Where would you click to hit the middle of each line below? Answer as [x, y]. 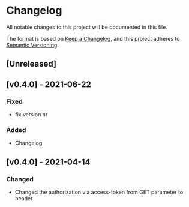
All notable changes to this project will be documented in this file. [87, 27]
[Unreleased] [31, 64]
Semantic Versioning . [32, 45]
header [24, 198]
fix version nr [31, 115]
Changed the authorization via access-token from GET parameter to [99, 192]
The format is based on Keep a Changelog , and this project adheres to [93, 38]
